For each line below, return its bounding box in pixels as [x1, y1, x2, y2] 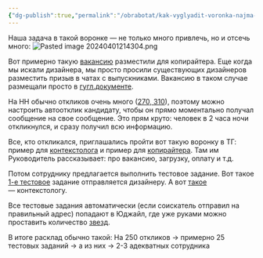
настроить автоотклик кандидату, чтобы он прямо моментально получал [8, 105, 254, 114]
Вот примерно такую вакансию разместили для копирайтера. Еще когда [8, 56, 253, 66]
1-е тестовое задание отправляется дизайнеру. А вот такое [8, 177, 207, 187]
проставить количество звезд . [8, 217, 111, 227]
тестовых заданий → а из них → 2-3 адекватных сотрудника [8, 241, 210, 250]
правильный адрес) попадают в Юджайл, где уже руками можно [8, 209, 227, 218]
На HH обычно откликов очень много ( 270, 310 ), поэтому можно [8, 96, 225, 106]
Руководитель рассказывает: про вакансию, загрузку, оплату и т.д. [8, 154, 234, 163]
